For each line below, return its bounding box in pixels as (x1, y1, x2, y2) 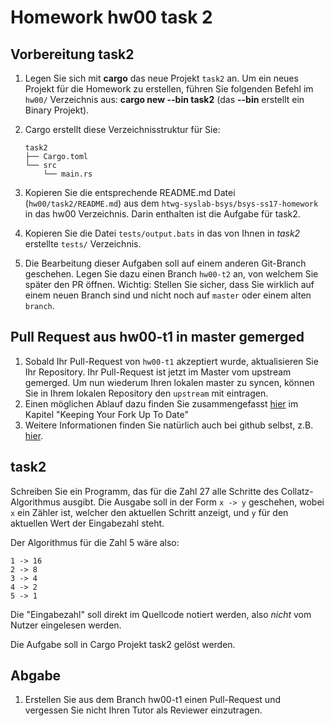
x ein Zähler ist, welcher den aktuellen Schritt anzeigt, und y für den (10, 506, 289, 518)
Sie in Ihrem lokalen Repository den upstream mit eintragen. (24, 387, 269, 399)
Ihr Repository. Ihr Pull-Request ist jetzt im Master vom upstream (24, 366, 292, 378)
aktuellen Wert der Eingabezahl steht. (10, 517, 165, 529)
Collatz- (280, 485, 314, 497)
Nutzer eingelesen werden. (10, 619, 122, 631)
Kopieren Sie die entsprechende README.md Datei (24, 187, 236, 198)
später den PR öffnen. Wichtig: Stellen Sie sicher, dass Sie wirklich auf (24, 279, 315, 290)
